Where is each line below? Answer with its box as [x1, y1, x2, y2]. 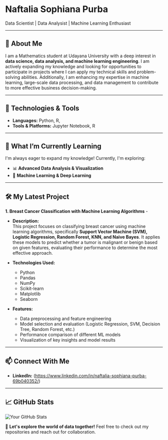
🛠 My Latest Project [5, 192, 69, 201]
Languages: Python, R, [12, 117, 60, 124]
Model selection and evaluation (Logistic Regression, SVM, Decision [19, 321, 160, 327]
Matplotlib [19, 291, 41, 297]
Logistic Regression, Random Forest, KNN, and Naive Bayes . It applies [12, 234, 160, 240]
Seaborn [19, 296, 38, 302]
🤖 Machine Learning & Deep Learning [12, 172, 91, 179]
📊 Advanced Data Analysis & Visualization [12, 165, 103, 171]
